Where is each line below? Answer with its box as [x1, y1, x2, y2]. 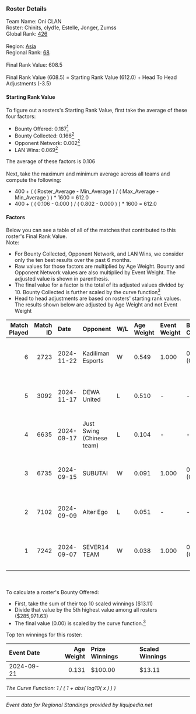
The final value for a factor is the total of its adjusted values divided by [14, 281, 184, 288]
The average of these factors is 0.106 [6, 158, 96, 165]
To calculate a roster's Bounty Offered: [6, 588, 99, 595]
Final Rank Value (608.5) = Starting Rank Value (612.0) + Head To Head [6, 74, 177, 81]
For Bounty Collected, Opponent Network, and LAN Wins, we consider [14, 250, 184, 257]
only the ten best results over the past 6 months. [14, 257, 131, 264]
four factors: [6, 113, 36, 120]
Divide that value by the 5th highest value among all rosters [14, 606, 157, 613]
